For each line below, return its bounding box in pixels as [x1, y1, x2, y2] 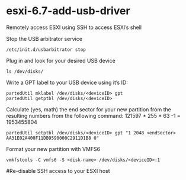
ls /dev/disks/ [6, 68, 44, 75]
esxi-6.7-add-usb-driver [6, 4, 130, 18]
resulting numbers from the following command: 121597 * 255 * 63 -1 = [6, 112, 181, 119]
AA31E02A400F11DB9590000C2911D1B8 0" [6, 135, 100, 141]
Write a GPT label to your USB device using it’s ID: [6, 79, 129, 86]
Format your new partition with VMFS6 [6, 145, 101, 152]
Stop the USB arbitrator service [6, 35, 83, 42]
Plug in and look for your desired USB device [6, 57, 116, 64]
